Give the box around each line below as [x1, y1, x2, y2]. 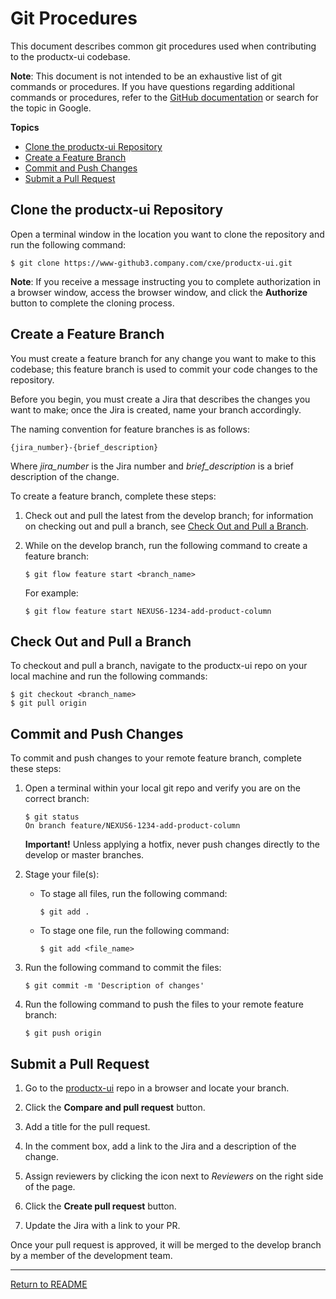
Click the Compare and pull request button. [24, 1102, 206, 1113]
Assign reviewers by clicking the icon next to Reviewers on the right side [24, 1170, 324, 1182]
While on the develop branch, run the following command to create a [24, 539, 308, 551]
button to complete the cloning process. [10, 297, 175, 309]
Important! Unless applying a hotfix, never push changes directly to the [24, 838, 320, 851]
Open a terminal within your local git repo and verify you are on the [24, 782, 301, 794]
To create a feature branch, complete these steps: [10, 490, 217, 502]
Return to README [10, 1278, 88, 1290]
